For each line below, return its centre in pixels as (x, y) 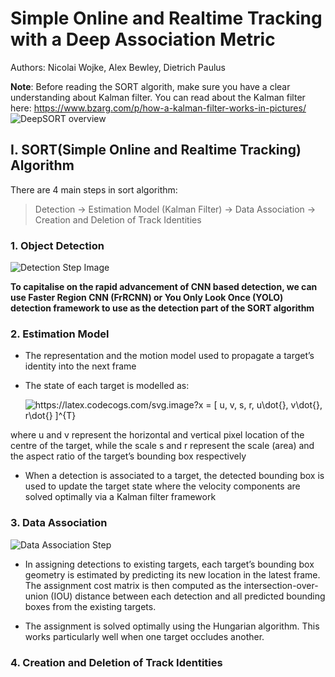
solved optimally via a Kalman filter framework (120, 497)
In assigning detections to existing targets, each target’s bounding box (169, 564)
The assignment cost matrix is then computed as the (133, 585)
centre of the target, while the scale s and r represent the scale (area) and (162, 446)
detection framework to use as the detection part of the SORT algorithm (162, 308)
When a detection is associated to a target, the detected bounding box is (174, 476)
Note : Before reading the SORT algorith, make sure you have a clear (150, 86)
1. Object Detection (57, 245)
